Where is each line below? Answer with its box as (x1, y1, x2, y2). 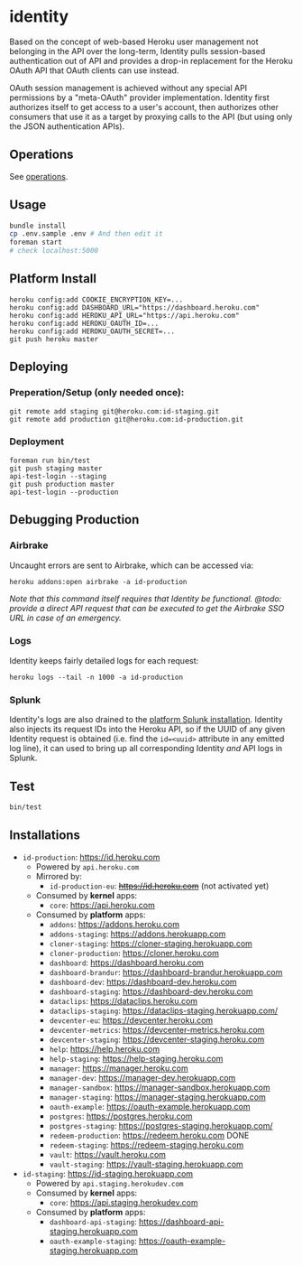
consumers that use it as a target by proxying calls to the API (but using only (9, 111, 293, 122)
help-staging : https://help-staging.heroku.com (49, 1053, 224, 1064)
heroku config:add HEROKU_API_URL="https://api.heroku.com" (9, 311, 241, 320)
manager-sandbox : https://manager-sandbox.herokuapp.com (49, 1082, 270, 1093)
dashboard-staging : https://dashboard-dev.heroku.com (49, 986, 253, 997)
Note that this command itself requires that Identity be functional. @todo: (9, 593, 282, 604)
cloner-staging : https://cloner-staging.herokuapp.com (49, 937, 252, 949)
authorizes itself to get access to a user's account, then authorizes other (9, 101, 279, 112)
